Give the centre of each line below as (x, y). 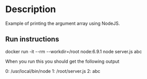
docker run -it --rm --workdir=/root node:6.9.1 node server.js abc (73, 51)
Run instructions (32, 39)
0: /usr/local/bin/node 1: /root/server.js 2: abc (53, 71)
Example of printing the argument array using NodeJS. (63, 23)
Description (31, 9)
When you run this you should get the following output (63, 61)
